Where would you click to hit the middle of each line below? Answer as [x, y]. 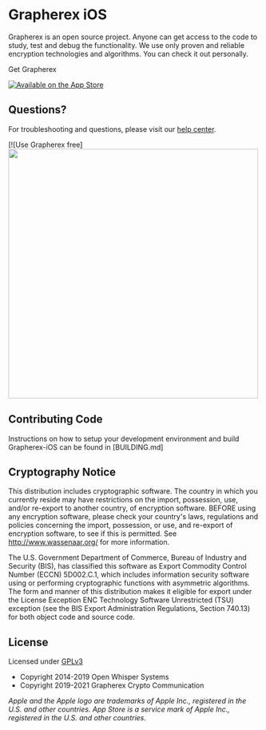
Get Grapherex [33, 69]
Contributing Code [56, 420]
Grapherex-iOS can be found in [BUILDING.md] [86, 447]
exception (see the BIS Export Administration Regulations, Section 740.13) [129, 609]
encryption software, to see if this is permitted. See [93, 534]
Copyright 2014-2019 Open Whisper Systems [94, 677]
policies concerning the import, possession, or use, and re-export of [121, 526]
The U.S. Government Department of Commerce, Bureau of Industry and [127, 557]
